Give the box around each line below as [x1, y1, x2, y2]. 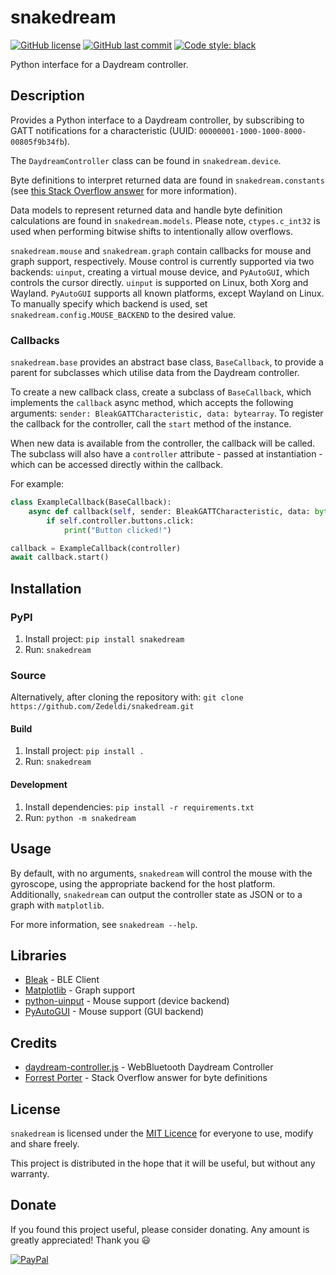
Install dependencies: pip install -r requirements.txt [24, 801, 255, 813]
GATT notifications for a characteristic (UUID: [10, 124, 197, 136]
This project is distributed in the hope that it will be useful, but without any [10, 1157, 316, 1169]
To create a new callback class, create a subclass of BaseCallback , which [10, 386, 312, 398]
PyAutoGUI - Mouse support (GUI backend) [24, 1006, 205, 1018]
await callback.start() [10, 552, 110, 563]
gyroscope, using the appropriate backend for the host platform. [10, 877, 276, 890]
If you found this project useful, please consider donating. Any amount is [10, 1223, 310, 1235]
